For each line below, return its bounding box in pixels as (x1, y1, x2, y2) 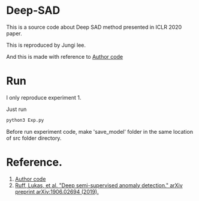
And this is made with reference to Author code (6, 53, 123, 60)
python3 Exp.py (6, 117, 44, 123)
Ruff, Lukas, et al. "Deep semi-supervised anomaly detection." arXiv (14, 181, 183, 189)
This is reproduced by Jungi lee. (6, 41, 86, 49)
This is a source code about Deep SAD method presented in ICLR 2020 (6, 23, 182, 31)
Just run (6, 106, 27, 113)
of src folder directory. (6, 134, 62, 142)
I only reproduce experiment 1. (6, 94, 82, 101)
